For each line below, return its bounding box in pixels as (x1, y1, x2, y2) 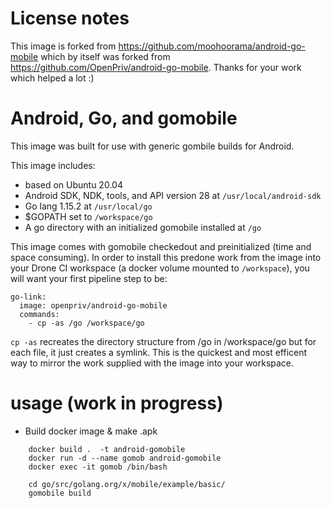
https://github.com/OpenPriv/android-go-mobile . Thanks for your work (10, 61, 302, 73)
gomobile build (28, 488, 92, 498)
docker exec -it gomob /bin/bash (28, 462, 168, 472)
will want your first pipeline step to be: (10, 272, 168, 284)
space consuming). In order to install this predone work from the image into (10, 251, 322, 263)
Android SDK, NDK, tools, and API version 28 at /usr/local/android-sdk (24, 189, 322, 201)
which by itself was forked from (40, 50, 171, 62)
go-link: (10, 292, 47, 302)
